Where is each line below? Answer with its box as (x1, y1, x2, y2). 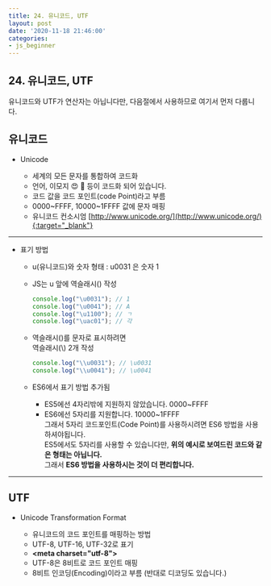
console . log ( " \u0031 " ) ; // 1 (31, 295, 131, 303)
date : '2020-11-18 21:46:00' (8, 27, 106, 35)
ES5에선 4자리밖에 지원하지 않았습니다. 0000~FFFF (44, 400, 209, 409)
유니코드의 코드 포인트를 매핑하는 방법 (31, 529, 152, 538)
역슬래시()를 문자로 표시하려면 (31, 333, 127, 343)
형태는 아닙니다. (52, 450, 102, 459)
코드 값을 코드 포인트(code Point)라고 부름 (31, 191, 166, 201)
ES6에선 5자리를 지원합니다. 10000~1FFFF (44, 409, 180, 419)
